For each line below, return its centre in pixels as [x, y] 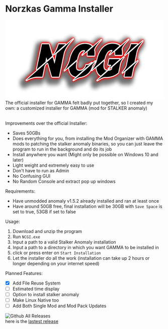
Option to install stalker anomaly [46, 295]
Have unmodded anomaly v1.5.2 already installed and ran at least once [86, 201]
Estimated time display [36, 289]
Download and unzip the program [47, 231]
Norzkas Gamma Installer [59, 9]
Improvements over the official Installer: [46, 123]
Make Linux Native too [36, 300]
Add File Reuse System [36, 283]
